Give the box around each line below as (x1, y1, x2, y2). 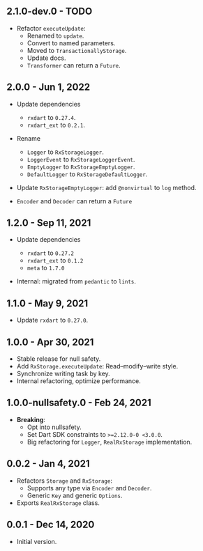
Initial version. (16, 537, 57, 545)
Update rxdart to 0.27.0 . (16, 316, 89, 325)
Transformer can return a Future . (27, 61, 121, 69)
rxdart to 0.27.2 (27, 249, 75, 257)
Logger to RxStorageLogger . (27, 148, 104, 156)
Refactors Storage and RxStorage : (16, 476, 113, 485)
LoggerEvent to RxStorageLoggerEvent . (27, 155, 135, 163)
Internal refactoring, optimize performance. (16, 377, 141, 385)
